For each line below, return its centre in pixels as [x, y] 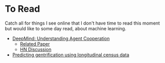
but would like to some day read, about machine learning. [66, 28]
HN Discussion [36, 49]
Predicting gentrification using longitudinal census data [71, 55]
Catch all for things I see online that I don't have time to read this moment [82, 23]
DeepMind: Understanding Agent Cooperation [61, 38]
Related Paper [35, 44]
